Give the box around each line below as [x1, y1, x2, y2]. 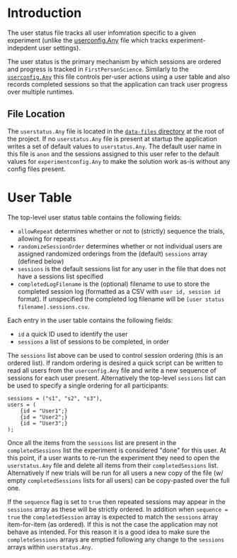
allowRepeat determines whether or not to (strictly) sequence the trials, [17, 226, 225, 235]
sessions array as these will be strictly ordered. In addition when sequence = [7, 505, 229, 513]
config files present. [7, 165, 66, 173]
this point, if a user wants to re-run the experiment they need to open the [7, 453, 220, 462]
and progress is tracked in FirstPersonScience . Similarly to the [7, 65, 189, 73]
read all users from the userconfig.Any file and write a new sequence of [7, 366, 217, 374]
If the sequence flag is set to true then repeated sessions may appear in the [7, 497, 226, 505]
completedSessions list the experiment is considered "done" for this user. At [7, 446, 226, 454]
